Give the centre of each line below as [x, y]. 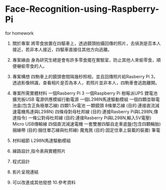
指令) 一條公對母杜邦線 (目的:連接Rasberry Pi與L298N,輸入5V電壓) [84, 118]
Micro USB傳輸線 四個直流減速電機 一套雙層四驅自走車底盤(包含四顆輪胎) [86, 124]
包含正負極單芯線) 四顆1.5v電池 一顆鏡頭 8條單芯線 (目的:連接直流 [89, 105]
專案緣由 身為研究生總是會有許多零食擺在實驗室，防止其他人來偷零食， [84, 60]
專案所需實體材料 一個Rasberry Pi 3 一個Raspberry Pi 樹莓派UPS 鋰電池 [85, 93]
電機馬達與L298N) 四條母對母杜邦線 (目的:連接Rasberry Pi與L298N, [85, 111]
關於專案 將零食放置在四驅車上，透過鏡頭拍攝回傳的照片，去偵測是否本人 [86, 43]
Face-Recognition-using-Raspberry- [82, 9]
